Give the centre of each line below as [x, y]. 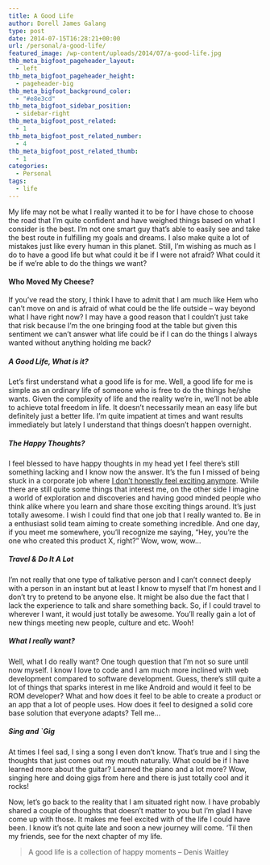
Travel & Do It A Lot [41, 559]
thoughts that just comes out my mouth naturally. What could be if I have [129, 760]
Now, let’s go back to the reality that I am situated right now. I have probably [134, 802]
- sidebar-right [43, 114]
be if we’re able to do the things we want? [78, 263]
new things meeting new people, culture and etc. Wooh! [101, 622]
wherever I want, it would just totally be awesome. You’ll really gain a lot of [132, 614]
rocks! [19, 786]
